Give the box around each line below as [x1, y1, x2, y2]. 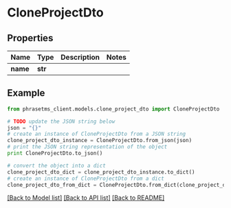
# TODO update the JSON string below [7, 118, 115, 125]
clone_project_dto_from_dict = [7, 181, 97, 188]
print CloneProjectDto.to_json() [7, 150, 103, 157]
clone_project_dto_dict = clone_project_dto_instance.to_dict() [7, 168, 195, 176]
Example [7, 87, 45, 99]
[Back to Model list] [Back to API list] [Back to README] [7, 194, 165, 202]
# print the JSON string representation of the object [7, 143, 168, 150]
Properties [7, 32, 54, 44]
